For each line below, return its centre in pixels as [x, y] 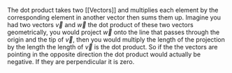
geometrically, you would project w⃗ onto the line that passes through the [114, 32]
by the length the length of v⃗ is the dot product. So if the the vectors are [113, 47]
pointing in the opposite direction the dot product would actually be [104, 54]
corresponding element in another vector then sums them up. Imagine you [114, 17]
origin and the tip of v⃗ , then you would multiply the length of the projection [116, 40]
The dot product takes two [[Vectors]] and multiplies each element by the [113, 10]
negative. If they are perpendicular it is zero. [71, 62]
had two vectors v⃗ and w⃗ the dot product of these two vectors [100, 25]
